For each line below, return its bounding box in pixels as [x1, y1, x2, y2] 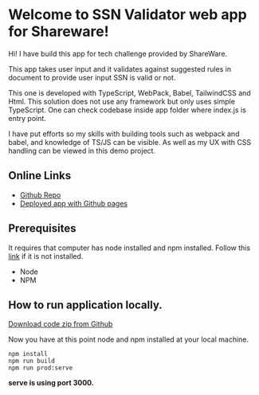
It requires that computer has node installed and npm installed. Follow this [8, 243, 251, 252]
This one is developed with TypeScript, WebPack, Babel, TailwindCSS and [8, 88, 251, 97]
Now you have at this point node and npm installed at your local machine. [8, 334, 249, 344]
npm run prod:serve [8, 364, 73, 372]
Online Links [8, 169, 72, 182]
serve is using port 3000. [8, 378, 94, 388]
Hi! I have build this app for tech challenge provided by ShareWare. [8, 49, 228, 58]
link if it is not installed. [8, 251, 84, 260]
